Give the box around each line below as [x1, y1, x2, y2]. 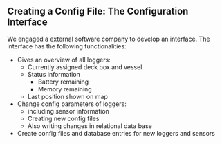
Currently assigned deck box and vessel [27, 62, 142, 71]
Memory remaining [37, 84, 92, 93]
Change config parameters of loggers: [17, 100, 127, 108]
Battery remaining [37, 78, 89, 86]
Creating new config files [27, 114, 100, 123]
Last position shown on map [27, 92, 109, 100]
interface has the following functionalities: [7, 42, 127, 51]
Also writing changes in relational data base [27, 121, 152, 130]
